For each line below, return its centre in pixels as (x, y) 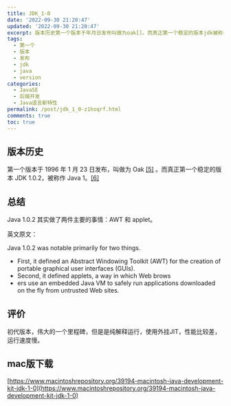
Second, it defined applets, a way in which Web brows (94, 276)
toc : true (21, 122)
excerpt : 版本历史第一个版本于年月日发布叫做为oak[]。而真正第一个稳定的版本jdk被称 (115, 33)
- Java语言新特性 (35, 103)
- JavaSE (26, 90)
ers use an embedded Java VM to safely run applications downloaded (116, 283)
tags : (15, 39)
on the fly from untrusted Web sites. (68, 291)
